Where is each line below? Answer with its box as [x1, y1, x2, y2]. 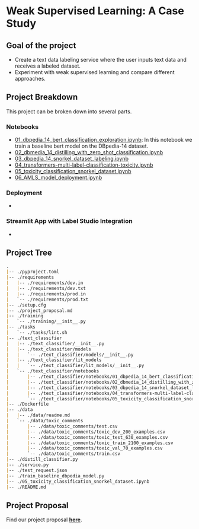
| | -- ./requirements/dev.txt [6, 286, 86, 292]
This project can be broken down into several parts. [6, 108, 132, 115]
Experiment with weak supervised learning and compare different [14, 69, 175, 75]
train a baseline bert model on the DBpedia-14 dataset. [14, 142, 149, 149]
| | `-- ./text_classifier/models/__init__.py [6, 352, 134, 358]
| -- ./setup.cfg [6, 302, 46, 308]
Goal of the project [6, 40, 76, 50]
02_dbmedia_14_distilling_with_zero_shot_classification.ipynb [14, 149, 163, 156]
